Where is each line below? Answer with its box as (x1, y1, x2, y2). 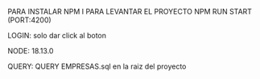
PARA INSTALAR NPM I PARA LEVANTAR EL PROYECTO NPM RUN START (7, 7, 253, 16)
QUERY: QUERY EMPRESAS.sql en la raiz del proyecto (7, 61, 187, 71)
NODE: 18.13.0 (7, 46, 54, 55)
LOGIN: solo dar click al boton (7, 31, 106, 40)
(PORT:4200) (7, 15, 52, 25)
